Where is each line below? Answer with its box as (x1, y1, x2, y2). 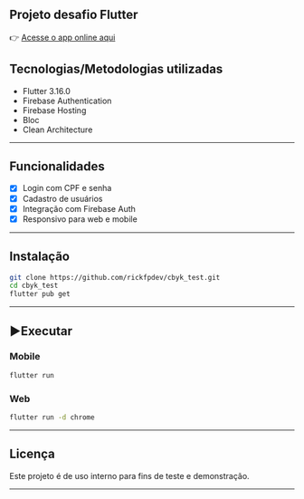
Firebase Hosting (22, 104, 87, 116)
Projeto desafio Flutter (9, 7, 138, 23)
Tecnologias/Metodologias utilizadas (9, 62, 223, 77)
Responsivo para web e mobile (22, 213, 138, 225)
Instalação (9, 249, 71, 264)
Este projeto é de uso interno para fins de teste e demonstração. (9, 470, 251, 481)
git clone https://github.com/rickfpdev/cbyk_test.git (9, 273, 221, 282)
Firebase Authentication (22, 95, 112, 106)
